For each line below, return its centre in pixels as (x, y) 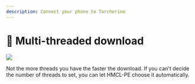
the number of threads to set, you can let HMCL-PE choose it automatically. (98, 75)
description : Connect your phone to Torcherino (66, 12)
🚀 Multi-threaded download (75, 41)
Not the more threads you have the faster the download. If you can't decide (98, 68)
